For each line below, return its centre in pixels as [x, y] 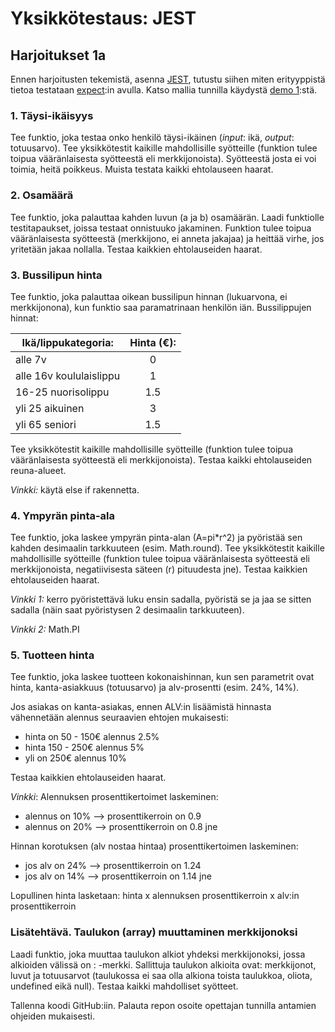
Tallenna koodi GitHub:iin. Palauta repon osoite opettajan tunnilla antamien [163, 1005]
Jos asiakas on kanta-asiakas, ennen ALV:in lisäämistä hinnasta [141, 707]
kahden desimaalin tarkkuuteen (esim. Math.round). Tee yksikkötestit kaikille [167, 548]
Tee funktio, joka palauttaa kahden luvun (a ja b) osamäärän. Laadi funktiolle [167, 217]
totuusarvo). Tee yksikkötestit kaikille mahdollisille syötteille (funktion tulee [164, 148]
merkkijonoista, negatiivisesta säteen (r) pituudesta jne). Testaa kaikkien [159, 569]
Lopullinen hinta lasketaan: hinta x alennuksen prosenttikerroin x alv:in [155, 896]
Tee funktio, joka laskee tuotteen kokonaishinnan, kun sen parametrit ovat [162, 677]
